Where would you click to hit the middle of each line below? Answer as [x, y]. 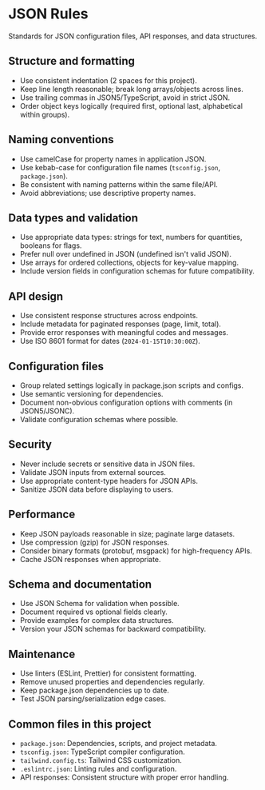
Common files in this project [80, 724]
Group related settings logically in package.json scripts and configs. [132, 385]
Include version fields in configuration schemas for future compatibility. [137, 271]
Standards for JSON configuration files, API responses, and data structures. [133, 36]
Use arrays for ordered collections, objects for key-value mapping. [129, 263]
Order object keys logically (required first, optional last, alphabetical [131, 106]
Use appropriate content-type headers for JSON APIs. [109, 481]
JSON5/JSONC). [47, 411]
